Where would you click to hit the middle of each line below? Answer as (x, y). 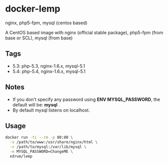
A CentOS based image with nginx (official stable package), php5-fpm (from (84, 32)
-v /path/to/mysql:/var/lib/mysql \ (48, 147)
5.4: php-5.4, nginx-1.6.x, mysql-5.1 (49, 71)
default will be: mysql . (36, 104)
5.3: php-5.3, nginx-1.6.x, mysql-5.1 (49, 66)
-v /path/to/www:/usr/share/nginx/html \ (54, 142)
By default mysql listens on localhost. (51, 110)
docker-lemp (33, 9)
